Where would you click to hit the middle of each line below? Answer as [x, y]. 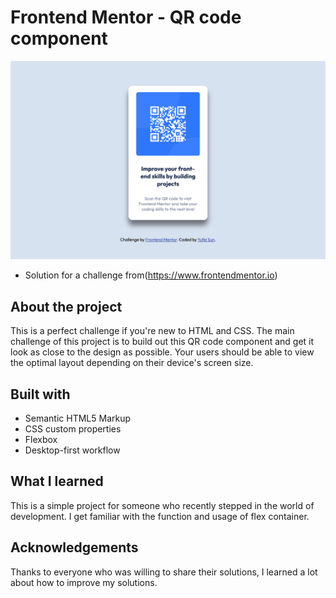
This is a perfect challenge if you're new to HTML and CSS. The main [152, 331]
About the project [66, 306]
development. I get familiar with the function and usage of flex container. [160, 516]
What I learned [57, 481]
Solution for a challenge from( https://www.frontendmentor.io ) [151, 275]
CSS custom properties [73, 429]
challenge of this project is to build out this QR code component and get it [162, 342]
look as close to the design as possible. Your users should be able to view [162, 352]
